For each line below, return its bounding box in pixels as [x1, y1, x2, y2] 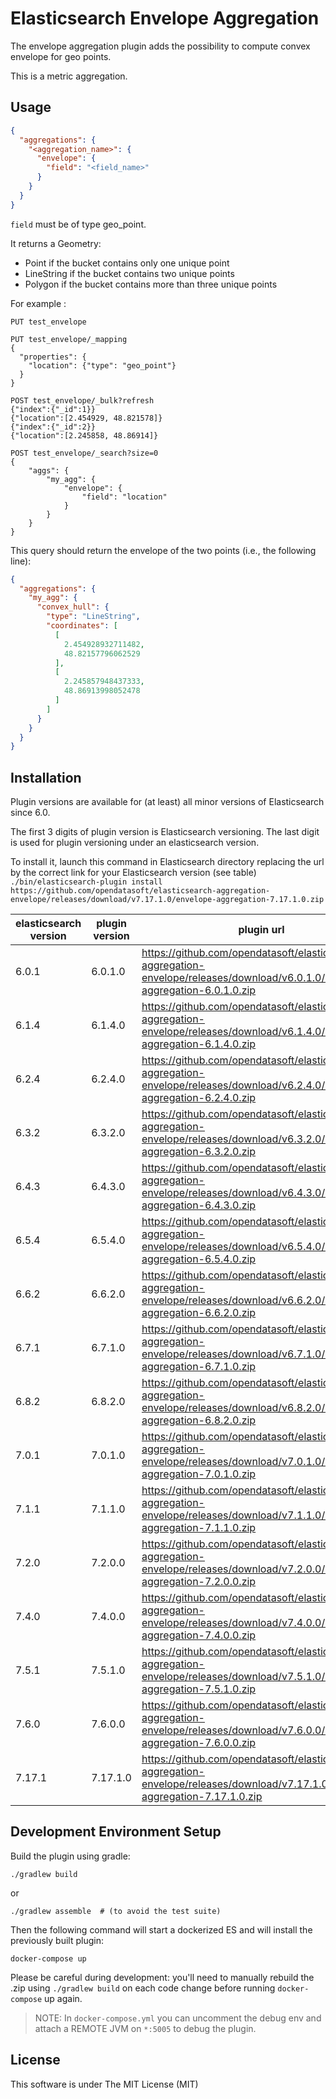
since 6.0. [10, 807, 51, 819]
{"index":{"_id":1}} [10, 404, 97, 414]
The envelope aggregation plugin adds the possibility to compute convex [10, 40, 311, 52]
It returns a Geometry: [10, 237, 102, 249]
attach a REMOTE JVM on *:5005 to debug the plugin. [34, 2022, 257, 2034]
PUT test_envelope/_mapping [10, 334, 128, 344]
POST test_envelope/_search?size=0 [10, 448, 159, 458]
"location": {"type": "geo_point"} [28, 360, 177, 371]
